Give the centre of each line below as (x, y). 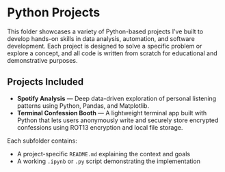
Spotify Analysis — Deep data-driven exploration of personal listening (117, 98)
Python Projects (54, 13)
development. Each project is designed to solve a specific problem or (105, 46)
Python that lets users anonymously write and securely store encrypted (118, 120)
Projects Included (45, 82)
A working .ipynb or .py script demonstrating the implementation (108, 161)
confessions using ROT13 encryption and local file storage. (100, 127)
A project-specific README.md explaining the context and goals (104, 154)
